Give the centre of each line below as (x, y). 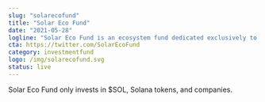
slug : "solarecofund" (44, 15)
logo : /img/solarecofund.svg (56, 60)
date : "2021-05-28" (40, 30)
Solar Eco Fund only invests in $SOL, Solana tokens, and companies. (120, 89)
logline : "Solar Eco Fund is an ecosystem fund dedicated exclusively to (133, 38)
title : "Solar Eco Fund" (49, 23)
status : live (30, 67)
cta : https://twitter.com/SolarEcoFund (74, 45)
